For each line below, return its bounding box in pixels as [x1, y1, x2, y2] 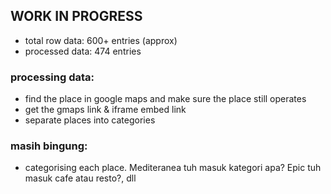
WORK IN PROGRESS [10, 8, 143, 25]
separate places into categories [24, 114, 156, 126]
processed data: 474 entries [24, 45, 142, 57]
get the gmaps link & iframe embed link [24, 104, 187, 116]
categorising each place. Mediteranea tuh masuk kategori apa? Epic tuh [24, 162, 322, 174]
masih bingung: [10, 139, 88, 153]
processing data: [10, 70, 95, 84]
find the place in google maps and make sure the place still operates [24, 93, 307, 105]
